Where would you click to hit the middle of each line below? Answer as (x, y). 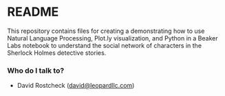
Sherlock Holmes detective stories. (57, 53)
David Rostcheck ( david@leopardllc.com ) (76, 86)
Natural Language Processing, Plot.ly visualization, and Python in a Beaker (112, 38)
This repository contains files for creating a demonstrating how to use (106, 31)
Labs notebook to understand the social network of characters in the (104, 45)
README (33, 12)
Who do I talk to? (36, 71)
